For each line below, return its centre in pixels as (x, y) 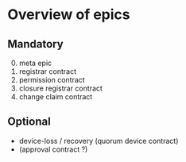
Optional (29, 122)
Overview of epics (69, 15)
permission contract (52, 80)
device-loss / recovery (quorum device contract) (99, 141)
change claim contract (56, 96)
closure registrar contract (60, 88)
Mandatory (36, 44)
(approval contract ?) (53, 149)
